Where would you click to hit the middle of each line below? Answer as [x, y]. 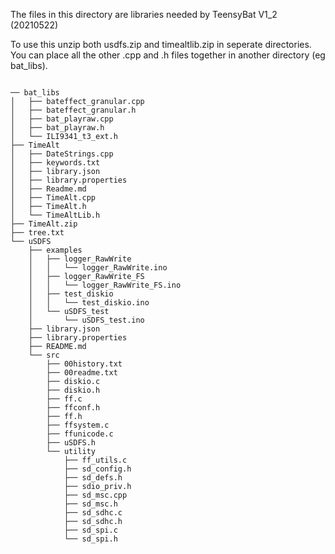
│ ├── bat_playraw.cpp [62, 119]
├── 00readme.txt [82, 373]
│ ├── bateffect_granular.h [73, 110]
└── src [44, 355]
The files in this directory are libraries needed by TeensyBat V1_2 [144, 14]
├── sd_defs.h [93, 478]
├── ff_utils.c [95, 460]
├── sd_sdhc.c [93, 513]
